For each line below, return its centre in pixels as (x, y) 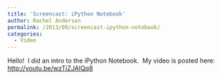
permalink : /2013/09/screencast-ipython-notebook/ (84, 27)
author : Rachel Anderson (44, 21)
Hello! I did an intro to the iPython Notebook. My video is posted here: (111, 60)
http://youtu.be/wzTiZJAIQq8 (51, 68)
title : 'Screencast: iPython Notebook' (67, 14)
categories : (25, 34)
